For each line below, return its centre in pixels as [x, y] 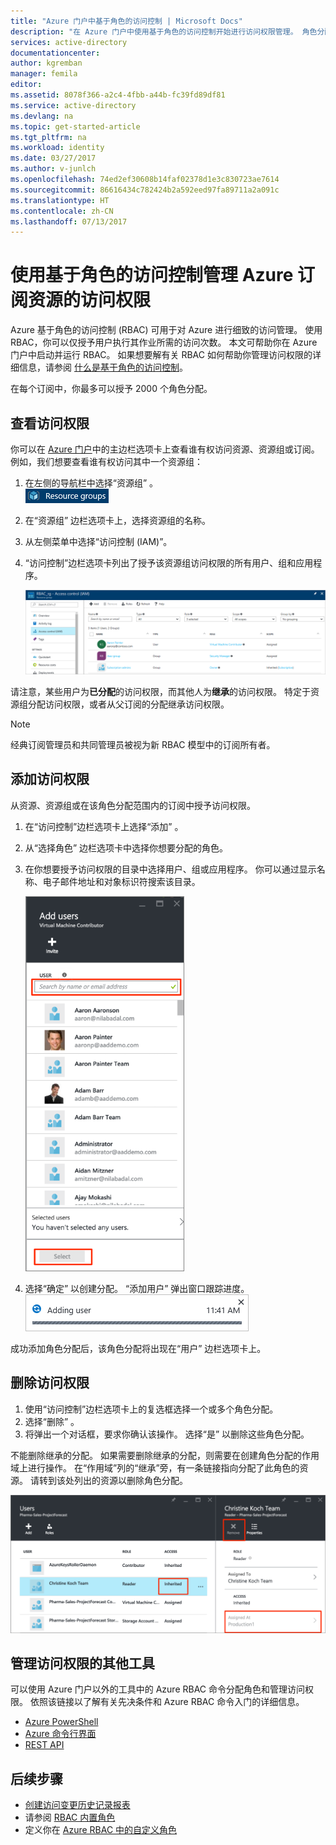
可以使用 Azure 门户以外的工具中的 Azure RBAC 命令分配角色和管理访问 [158, 1689]
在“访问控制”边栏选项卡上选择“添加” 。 [104, 826]
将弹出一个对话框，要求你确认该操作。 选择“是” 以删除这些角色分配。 [167, 1434]
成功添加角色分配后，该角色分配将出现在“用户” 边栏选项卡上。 [138, 1348]
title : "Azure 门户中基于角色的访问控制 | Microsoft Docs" [126, 21]
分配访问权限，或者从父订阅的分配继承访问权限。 [128, 704]
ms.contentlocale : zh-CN [62, 211]
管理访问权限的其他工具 [82, 1663]
